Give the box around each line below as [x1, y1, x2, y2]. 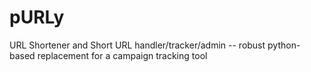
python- [267, 39, 301, 51]
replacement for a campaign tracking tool [37, 49, 208, 61]
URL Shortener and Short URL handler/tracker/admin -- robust [9, 39, 266, 51]
